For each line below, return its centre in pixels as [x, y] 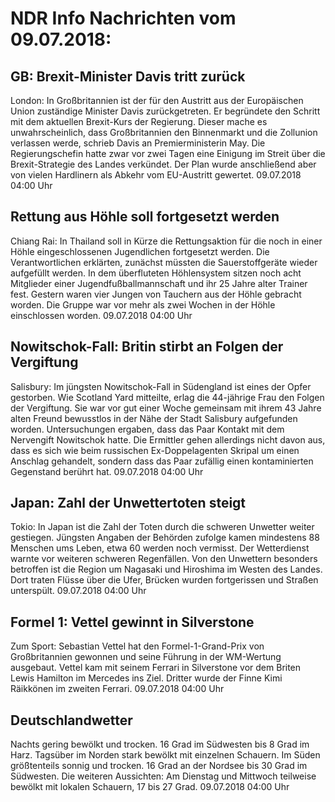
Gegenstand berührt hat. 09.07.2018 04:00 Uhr [107, 471]
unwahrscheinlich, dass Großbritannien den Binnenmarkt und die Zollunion [164, 132]
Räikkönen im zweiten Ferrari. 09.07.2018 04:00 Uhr [117, 689]
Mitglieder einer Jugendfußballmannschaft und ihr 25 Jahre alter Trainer [159, 283]
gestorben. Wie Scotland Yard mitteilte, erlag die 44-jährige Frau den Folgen [167, 397]
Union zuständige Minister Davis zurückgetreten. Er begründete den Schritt [165, 111]
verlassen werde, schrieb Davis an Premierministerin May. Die [138, 143]
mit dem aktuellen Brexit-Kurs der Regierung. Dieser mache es [139, 121]
